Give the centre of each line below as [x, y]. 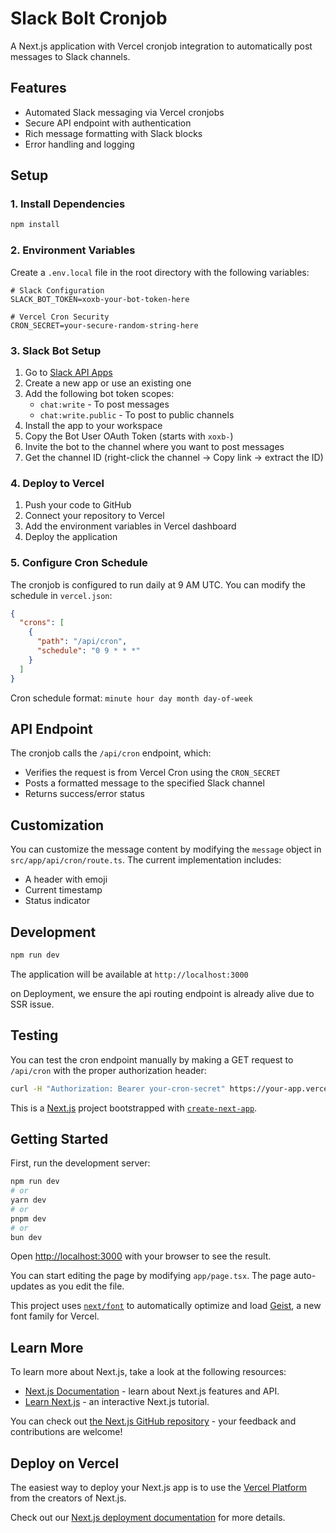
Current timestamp [63, 890]
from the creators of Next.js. [68, 1498]
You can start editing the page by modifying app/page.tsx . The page [151, 1276]
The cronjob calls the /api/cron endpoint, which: [111, 753]
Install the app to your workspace [93, 425]
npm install [35, 225]
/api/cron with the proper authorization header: [108, 1070]
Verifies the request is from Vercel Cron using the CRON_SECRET [152, 773]
